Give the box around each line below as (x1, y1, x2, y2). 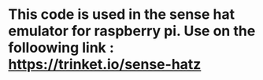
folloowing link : (8, 39, 114, 56)
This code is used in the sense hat (8, 5, 235, 24)
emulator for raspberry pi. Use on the (8, 22, 256, 40)
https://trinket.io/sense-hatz (8, 56, 202, 74)
